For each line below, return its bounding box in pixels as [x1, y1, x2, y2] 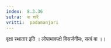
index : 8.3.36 [6, 8, 43, 15]
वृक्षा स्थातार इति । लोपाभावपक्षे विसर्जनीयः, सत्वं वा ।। [6, 36, 106, 43]
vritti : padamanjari [6, 19, 59, 25]
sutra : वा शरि [6, 14, 39, 20]
